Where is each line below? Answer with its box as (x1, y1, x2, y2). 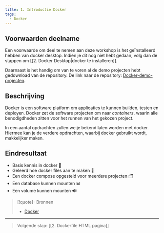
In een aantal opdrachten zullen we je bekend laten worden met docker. (5, 125, 149, 130)
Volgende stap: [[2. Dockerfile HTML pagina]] (17, 222, 109, 228)
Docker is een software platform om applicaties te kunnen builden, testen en (5, 105, 159, 111)
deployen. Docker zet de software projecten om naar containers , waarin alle (5, 110, 158, 116)
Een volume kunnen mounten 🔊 (12, 187, 77, 193)
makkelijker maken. (5, 135, 44, 141)
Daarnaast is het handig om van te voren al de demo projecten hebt (5, 67, 141, 73)
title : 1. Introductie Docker (5, 7, 67, 12)
